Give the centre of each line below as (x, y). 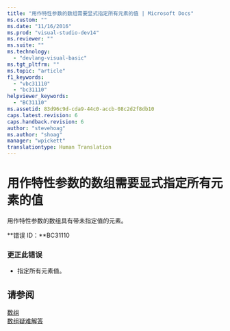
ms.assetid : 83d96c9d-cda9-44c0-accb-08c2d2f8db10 (81, 109)
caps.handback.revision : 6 (46, 122)
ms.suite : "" (26, 45)
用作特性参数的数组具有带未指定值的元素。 (67, 221)
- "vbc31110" (32, 84)
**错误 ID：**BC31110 (38, 235)
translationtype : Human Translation (59, 147)
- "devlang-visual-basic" (50, 58)
